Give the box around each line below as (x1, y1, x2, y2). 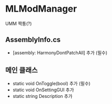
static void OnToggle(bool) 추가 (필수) (12, 80, 91, 86)
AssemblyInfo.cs (5, 36, 61, 44)
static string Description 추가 (12, 93, 73, 99)
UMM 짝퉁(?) (5, 20, 32, 26)
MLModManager (5, 3, 77, 15)
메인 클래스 (5, 66, 38, 75)
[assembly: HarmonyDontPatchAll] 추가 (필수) (12, 49, 108, 56)
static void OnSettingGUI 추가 (12, 87, 74, 93)
